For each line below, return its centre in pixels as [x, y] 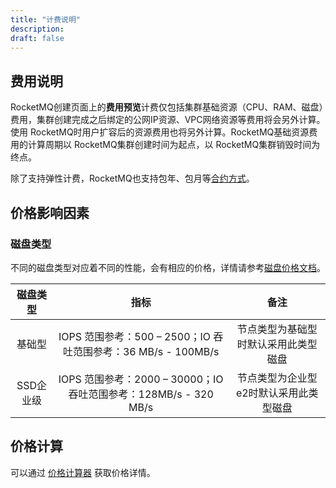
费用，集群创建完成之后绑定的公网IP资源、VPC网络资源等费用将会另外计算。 [168, 120]
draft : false [37, 38]
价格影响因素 [50, 212]
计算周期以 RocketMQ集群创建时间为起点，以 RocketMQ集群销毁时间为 [174, 145]
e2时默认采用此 [272, 393]
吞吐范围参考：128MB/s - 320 [141, 394]
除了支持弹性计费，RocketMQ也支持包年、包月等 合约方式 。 [132, 178]
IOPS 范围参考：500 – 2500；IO [135, 336]
